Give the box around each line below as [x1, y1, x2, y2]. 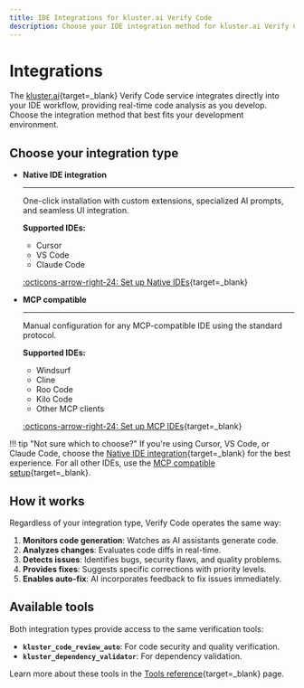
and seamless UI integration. [22, 205, 129, 216]
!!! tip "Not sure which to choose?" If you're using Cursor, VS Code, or [9, 438, 270, 449]
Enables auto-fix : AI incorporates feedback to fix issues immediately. [22, 573, 282, 584]
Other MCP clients [35, 403, 105, 414]
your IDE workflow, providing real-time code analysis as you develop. [9, 100, 268, 111]
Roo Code [35, 384, 74, 395]
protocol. [22, 330, 57, 341]
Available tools [9, 599, 95, 615]
